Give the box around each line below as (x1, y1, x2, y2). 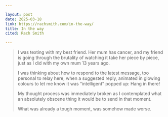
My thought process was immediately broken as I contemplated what (17, 91, 162, 97)
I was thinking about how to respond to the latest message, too (17, 70, 149, 76)
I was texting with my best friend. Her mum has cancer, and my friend (17, 49, 163, 55)
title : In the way (5, 26, 44, 31)
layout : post (5, 12, 33, 17)
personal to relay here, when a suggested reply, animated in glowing (17, 75, 160, 81)
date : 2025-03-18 (5, 16, 42, 22)
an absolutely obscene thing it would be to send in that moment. (17, 96, 152, 102)
